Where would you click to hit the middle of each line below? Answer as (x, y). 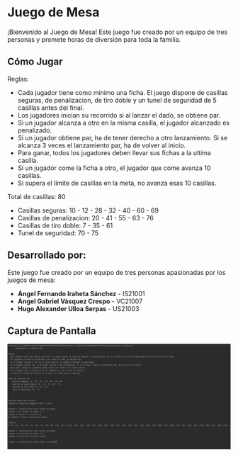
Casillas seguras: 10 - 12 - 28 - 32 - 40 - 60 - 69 (88, 210)
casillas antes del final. (51, 108)
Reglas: (18, 79)
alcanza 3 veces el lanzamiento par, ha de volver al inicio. (102, 145)
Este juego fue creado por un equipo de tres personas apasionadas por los (117, 272)
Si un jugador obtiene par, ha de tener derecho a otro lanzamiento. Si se (123, 137)
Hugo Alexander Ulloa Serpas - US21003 (78, 308)
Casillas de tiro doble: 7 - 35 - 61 (65, 225)
